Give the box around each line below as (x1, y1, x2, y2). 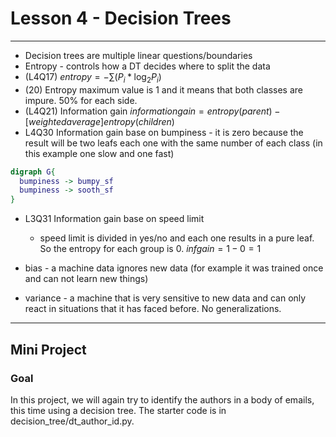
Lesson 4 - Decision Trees (10, 7, 232, 30)
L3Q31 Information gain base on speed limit (24, 213, 205, 225)
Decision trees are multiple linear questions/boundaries (24, 49, 253, 61)
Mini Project (10, 341, 87, 358)
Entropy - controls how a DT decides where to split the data (24, 60, 271, 72)
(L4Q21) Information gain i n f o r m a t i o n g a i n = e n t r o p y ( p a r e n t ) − (24, 105, 281, 117)
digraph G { (10, 167, 56, 177)
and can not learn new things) (24, 273, 149, 285)
